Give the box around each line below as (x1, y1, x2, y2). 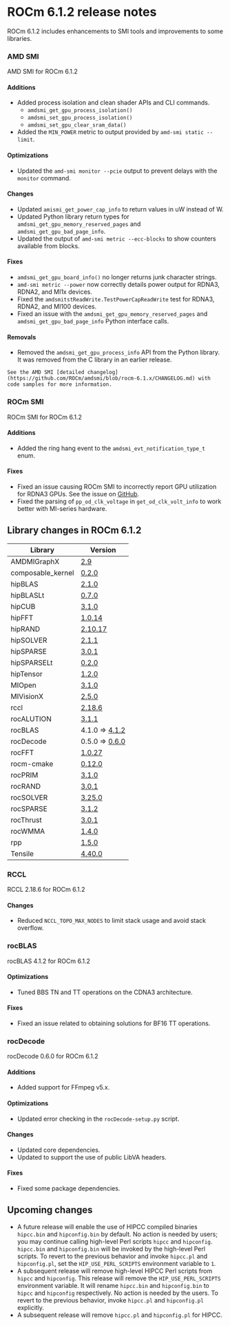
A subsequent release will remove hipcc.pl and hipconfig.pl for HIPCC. (17, 1311, 222, 1319)
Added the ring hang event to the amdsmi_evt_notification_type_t (17, 444, 205, 452)
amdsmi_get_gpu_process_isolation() (27, 107, 133, 114)
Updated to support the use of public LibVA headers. (17, 1152, 167, 1161)
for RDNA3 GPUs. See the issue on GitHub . (17, 489, 140, 498)
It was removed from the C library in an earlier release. (17, 355, 172, 364)
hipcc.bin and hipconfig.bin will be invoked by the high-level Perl (17, 1244, 205, 1253)
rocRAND (10, 781, 41, 791)
